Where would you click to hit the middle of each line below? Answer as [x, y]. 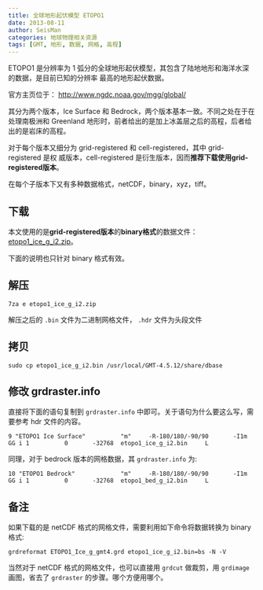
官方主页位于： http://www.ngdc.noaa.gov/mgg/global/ [97, 94]
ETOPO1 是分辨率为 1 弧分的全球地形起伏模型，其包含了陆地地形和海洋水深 [129, 68]
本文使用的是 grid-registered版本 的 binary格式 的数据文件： [103, 231]
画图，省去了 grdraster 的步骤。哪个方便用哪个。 [88, 577]
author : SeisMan [35, 30]
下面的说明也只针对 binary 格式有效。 [69, 258]
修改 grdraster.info [54, 391]
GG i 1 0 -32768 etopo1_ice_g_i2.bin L [109, 444]
